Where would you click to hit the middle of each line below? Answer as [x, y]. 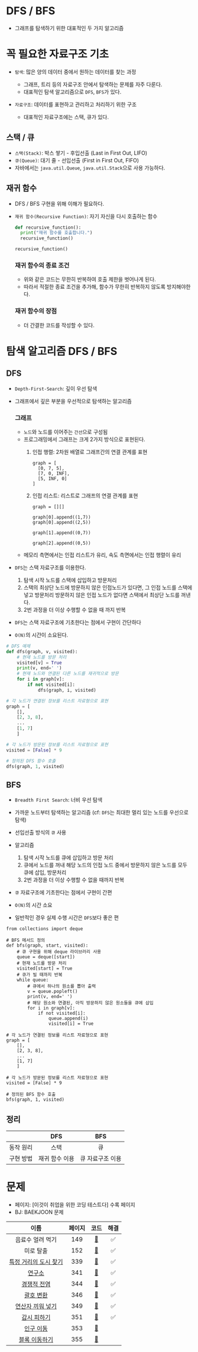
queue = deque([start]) [46, 957]
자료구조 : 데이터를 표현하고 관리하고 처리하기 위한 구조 [76, 104]
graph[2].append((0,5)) [61, 543]
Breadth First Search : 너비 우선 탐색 [59, 800]
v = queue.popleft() [53, 992]
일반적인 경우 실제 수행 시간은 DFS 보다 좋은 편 [67, 918]
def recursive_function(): [48, 227]
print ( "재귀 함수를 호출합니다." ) [56, 233]
